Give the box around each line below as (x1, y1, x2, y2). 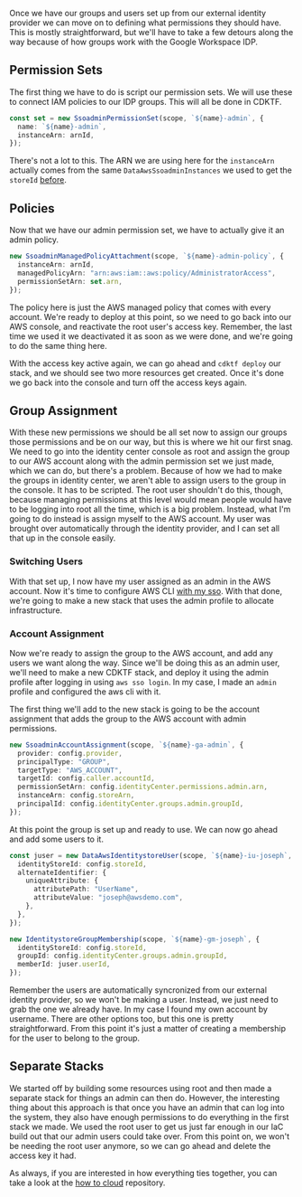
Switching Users (9, 555, 84, 568)
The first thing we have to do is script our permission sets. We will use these (9, 86, 293, 98)
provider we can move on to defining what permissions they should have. (9, 17, 282, 28)
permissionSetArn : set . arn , (17, 277, 124, 286)
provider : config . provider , (17, 749, 124, 758)
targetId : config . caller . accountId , (17, 774, 155, 783)
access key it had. (9, 1150, 77, 1161)
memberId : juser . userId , (17, 960, 111, 969)
